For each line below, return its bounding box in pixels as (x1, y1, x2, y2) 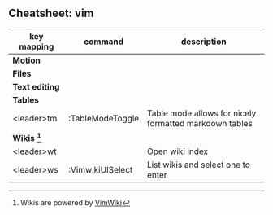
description (180, 36, 227, 47)
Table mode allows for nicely (146, 107, 257, 119)
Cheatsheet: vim (8, 7, 95, 20)
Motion (12, 55, 41, 66)
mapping (19, 41, 54, 52)
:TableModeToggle (68, 112, 140, 124)
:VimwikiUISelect (68, 165, 133, 176)
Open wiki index (146, 146, 209, 157)
